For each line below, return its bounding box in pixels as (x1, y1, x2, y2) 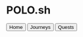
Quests (58, 24, 74, 30)
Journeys (29, 24, 51, 30)
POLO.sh (6, 4, 51, 17)
